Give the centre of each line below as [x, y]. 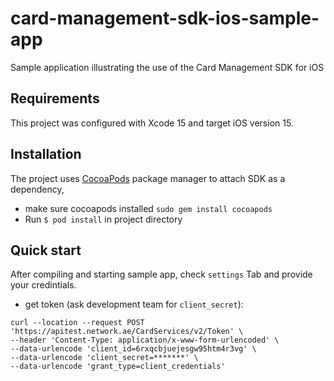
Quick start [46, 250]
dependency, [37, 189]
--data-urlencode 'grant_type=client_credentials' [118, 367]
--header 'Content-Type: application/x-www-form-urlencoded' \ [145, 340]
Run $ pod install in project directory [103, 219]
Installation [46, 154]
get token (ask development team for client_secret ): [134, 304]
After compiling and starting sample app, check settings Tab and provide [161, 274]
